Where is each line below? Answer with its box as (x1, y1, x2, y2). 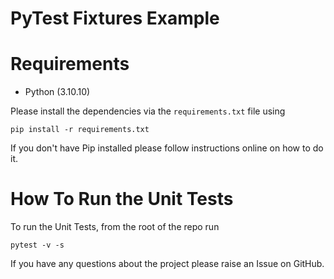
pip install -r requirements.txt (10, 125, 150, 135)
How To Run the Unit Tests (10, 188, 234, 211)
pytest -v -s (10, 240, 65, 251)
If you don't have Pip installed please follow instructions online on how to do (10, 142, 324, 154)
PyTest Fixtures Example (10, 7, 220, 30)
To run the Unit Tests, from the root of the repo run (10, 221, 220, 233)
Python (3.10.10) (24, 86, 91, 98)
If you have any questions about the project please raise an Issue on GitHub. (10, 258, 325, 270)
